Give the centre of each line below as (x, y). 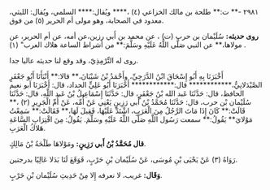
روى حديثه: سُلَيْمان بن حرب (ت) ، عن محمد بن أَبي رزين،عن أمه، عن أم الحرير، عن (134, 36)
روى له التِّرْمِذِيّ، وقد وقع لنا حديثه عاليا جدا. (74, 60)
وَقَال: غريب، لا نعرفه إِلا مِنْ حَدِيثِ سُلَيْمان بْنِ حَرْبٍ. (86, 175)
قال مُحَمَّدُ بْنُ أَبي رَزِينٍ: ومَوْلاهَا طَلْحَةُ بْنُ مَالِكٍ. (78, 144)
